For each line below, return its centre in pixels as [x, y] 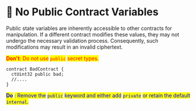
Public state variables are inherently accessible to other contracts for [89, 28]
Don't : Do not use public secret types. [53, 58]
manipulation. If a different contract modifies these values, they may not [93, 34]
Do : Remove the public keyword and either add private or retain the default [98, 95]
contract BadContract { [35, 69]
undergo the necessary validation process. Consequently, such [82, 41]
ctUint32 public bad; [38, 74]
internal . [18, 102]
